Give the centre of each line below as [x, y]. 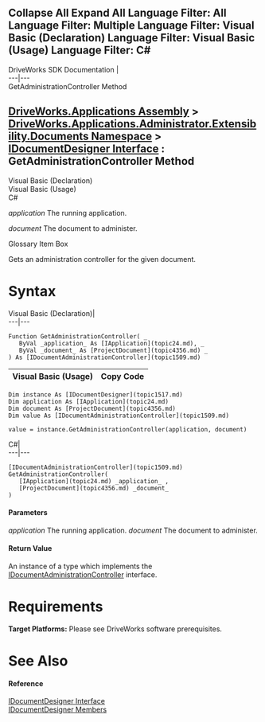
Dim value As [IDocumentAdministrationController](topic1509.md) [119, 416]
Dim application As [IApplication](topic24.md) [89, 401]
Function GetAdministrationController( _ [78, 336]
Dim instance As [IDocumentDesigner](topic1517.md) [95, 394]
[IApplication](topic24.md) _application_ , [94, 481]
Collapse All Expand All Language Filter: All [117, 13]
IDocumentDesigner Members [58, 710]
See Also [38, 661]
